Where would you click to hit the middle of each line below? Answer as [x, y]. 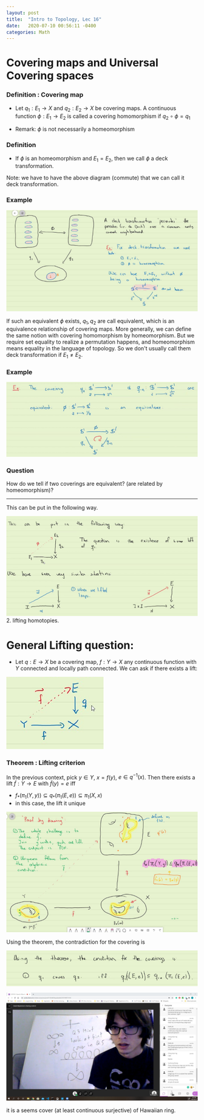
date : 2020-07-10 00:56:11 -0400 [51, 26]
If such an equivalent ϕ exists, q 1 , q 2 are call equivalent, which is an [90, 322]
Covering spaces [50, 76]
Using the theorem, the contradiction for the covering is [76, 942]
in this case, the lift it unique [50, 803]
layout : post [23, 13]
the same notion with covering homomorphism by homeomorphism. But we [100, 336]
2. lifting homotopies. [33, 621]
